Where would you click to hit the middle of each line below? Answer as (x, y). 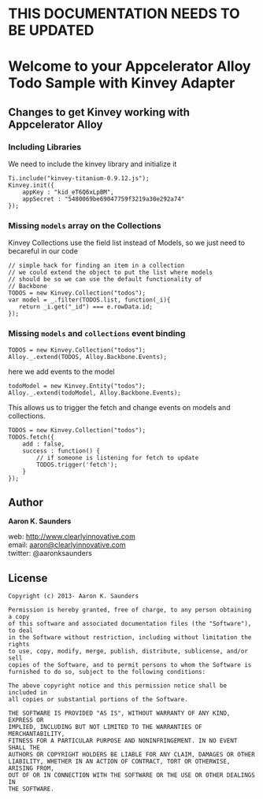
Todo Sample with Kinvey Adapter (122, 83)
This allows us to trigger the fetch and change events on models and (119, 407)
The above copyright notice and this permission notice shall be (117, 686)
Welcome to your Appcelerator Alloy (130, 67)
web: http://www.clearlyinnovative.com (72, 537)
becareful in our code (43, 251)
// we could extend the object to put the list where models (111, 272)
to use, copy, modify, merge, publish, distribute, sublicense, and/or (128, 651)
